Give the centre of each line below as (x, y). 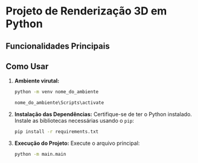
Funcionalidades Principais (58, 46)
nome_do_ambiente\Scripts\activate (59, 103)
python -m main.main (40, 155)
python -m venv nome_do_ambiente (56, 92)
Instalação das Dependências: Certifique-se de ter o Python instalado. (103, 114)
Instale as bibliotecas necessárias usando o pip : (74, 121)
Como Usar (27, 66)
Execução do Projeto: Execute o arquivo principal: (77, 143)
